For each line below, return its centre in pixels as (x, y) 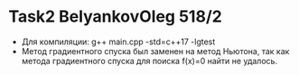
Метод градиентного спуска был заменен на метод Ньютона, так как (155, 51)
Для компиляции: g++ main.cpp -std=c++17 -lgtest (118, 42)
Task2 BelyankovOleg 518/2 (115, 17)
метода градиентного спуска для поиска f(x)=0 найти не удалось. (149, 61)
